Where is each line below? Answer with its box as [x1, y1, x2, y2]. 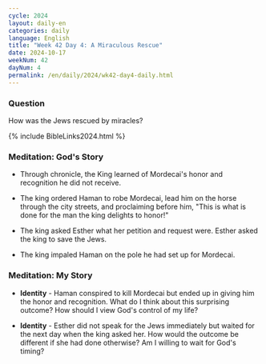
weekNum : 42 [8, 57, 48, 65]
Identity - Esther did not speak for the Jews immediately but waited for [19, 321, 255, 330]
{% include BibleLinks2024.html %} [8, 131, 126, 141]
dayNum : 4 [8, 64, 42, 72]
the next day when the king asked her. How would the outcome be [19, 329, 239, 338]
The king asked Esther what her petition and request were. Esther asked [19, 226, 259, 236]
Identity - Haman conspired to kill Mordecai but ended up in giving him [19, 288, 255, 298]
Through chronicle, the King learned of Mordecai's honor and [19, 170, 223, 179]
